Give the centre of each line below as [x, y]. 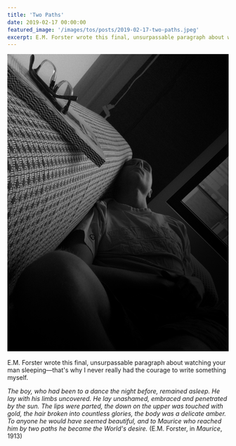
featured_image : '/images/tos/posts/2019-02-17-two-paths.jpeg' [103, 30]
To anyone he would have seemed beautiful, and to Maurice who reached [114, 421]
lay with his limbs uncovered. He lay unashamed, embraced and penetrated [117, 398]
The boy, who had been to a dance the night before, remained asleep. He [113, 391]
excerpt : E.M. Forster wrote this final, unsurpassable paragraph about [116, 37]
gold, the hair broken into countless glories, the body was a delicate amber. [117, 413]
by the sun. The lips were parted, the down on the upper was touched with [115, 406]
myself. [18, 377]
